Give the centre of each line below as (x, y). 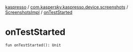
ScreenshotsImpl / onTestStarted (39, 12)
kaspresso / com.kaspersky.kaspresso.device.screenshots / (67, 7)
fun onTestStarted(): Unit (33, 45)
